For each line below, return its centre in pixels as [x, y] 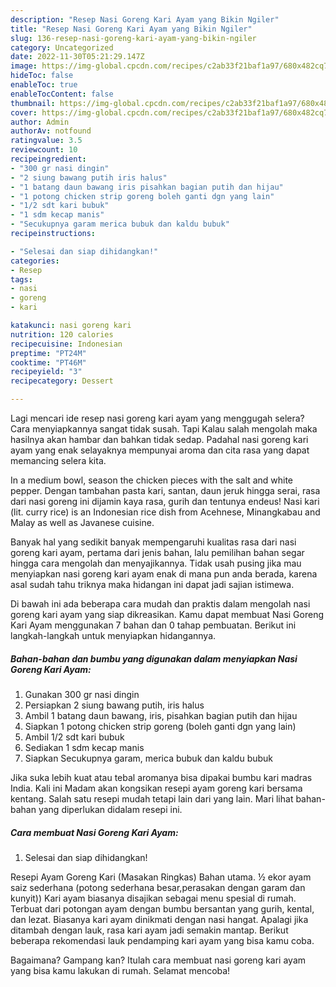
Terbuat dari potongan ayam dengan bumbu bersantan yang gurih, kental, [162, 908]
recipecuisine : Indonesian [66, 344]
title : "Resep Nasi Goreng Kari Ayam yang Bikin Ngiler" [131, 29]
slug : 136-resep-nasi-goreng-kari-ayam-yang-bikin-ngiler [133, 38]
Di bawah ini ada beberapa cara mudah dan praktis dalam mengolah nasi [160, 604]
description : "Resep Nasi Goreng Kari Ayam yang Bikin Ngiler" [145, 19]
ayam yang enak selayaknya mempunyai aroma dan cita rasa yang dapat [160, 450]
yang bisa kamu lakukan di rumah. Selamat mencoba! [120, 970]
